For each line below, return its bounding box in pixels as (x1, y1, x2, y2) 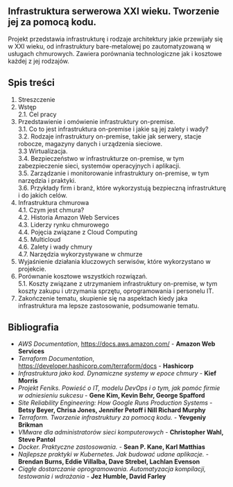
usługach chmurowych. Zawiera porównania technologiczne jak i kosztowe (8, 49, 223, 57)
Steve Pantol (17, 436, 55, 444)
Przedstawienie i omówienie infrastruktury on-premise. (17, 117, 175, 125)
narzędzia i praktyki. (17, 176, 76, 184)
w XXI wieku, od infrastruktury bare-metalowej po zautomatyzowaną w (8, 42, 211, 51)
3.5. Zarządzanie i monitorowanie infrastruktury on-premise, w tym (17, 169, 209, 177)
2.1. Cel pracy (17, 110, 57, 118)
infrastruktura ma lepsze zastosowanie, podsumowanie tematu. (17, 301, 200, 310)
